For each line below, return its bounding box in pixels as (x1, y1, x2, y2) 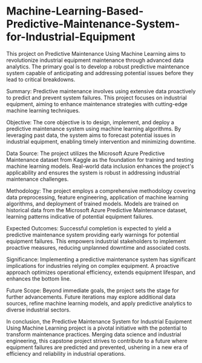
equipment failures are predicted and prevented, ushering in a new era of (6, 344, 189, 351)
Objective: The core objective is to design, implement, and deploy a (6, 118, 174, 125)
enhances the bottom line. (6, 275, 71, 282)
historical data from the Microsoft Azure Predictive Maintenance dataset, (6, 206, 187, 213)
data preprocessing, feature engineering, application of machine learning (6, 193, 189, 201)
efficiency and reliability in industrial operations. (6, 350, 126, 357)
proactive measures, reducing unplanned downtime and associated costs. (6, 244, 191, 251)
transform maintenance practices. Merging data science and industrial (6, 330, 181, 338)
